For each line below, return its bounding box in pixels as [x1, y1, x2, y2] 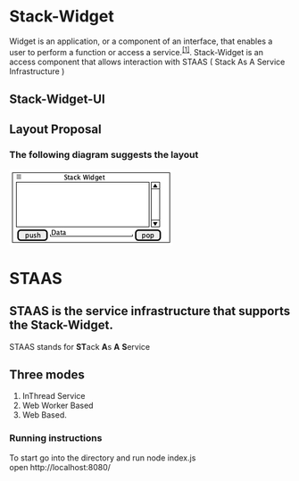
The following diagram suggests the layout [9, 149, 199, 162]
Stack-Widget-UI [9, 91, 105, 106]
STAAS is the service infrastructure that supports [9, 303, 291, 319]
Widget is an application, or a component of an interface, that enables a [9, 36, 273, 46]
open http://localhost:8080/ [9, 461, 112, 472]
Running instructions [9, 432, 103, 444]
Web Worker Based [21, 400, 94, 411]
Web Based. [21, 410, 67, 420]
